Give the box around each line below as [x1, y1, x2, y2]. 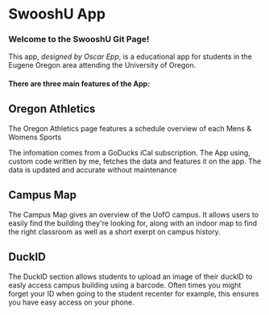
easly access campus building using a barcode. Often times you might [8, 280, 242, 290]
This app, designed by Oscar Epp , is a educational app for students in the [8, 52, 252, 61]
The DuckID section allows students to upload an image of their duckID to [8, 271, 253, 281]
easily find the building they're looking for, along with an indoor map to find [8, 218, 258, 228]
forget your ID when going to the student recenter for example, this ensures [8, 288, 259, 298]
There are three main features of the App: [8, 79, 151, 89]
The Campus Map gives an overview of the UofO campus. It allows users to [8, 209, 259, 219]
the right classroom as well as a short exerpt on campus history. [8, 226, 221, 236]
